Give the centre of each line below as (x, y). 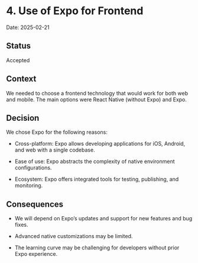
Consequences (35, 204)
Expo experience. (36, 254)
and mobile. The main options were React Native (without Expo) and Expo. (97, 100)
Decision (23, 118)
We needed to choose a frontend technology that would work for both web (97, 93)
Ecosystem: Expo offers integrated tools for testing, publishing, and (97, 179)
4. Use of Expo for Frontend (75, 11)
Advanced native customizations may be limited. (74, 236)
